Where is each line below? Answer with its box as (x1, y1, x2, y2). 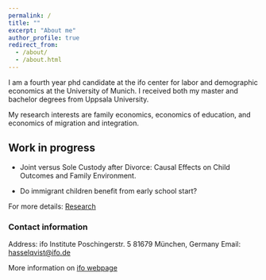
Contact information (8, 221, 89, 232)
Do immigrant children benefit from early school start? (19, 186, 197, 195)
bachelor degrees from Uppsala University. (8, 94, 149, 104)
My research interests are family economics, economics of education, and (8, 109, 252, 119)
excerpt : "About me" (8, 26, 77, 34)
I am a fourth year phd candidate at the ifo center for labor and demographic (8, 77, 258, 87)
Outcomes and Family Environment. (19, 171, 137, 180)
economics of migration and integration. (8, 118, 139, 128)
